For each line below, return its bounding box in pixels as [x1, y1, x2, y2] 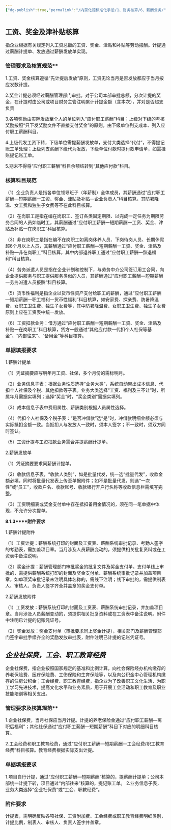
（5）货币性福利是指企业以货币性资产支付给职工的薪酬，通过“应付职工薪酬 [5, 290, 162, 296]
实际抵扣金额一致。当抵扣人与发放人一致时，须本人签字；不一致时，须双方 [5, 421, 161, 428]
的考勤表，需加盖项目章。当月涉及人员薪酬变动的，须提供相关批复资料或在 [5, 546, 161, 553]
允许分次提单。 [18, 507, 50, 514]
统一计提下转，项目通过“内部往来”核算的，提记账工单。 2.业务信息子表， [9, 780, 162, 786]
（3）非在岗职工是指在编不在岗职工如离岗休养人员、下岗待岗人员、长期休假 [5, 236, 164, 243]
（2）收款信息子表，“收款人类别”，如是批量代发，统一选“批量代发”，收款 [5, 471, 159, 477]
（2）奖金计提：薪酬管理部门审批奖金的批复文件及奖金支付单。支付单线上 [5, 564, 160, 570]
